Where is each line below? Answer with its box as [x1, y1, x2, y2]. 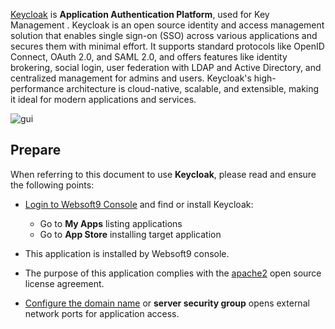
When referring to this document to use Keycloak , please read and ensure [10, 168, 317, 180]
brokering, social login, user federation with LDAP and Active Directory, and [10, 62, 322, 73]
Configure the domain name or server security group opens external [24, 297, 310, 309]
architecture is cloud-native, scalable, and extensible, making [66, 83, 320, 94]
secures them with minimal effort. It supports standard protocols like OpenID [10, 40, 325, 52]
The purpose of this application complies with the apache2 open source [24, 267, 322, 279]
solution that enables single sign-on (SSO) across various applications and [10, 30, 318, 41]
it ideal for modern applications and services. [10, 94, 197, 105]
